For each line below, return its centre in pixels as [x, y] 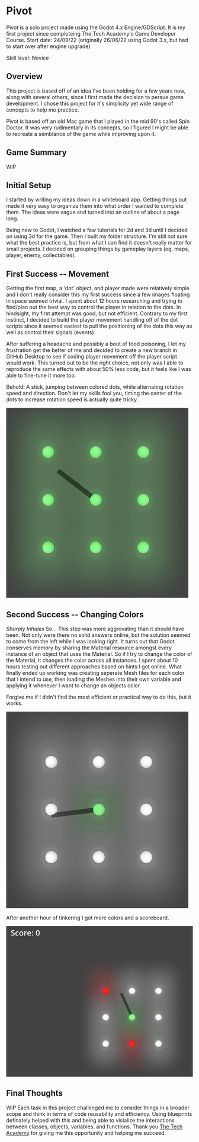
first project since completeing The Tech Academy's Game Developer [91, 33]
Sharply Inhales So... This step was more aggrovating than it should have [95, 629]
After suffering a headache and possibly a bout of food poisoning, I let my [96, 344]
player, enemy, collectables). [41, 255]
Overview [25, 76]
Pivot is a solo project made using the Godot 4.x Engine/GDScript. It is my [96, 27]
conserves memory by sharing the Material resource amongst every [89, 648]
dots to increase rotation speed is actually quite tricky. [72, 399]
